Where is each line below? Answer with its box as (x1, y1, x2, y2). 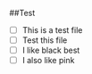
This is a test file (21, 25, 83, 35)
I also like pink (21, 55, 75, 66)
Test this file (21, 35, 68, 45)
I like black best (21, 45, 80, 56)
